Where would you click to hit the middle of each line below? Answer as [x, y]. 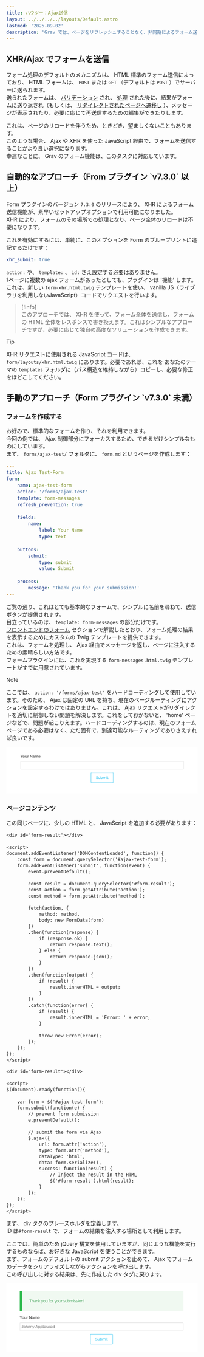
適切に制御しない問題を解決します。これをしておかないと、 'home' [100, 715]
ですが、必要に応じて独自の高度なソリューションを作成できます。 [109, 329]
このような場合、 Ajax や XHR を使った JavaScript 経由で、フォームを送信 [99, 141]
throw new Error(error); [70, 1036]
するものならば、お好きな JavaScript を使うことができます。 [82, 1251]
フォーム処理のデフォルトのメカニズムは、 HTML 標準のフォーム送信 [93, 75]
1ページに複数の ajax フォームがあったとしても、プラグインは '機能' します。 [101, 280]
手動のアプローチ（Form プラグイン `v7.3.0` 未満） [102, 398]
